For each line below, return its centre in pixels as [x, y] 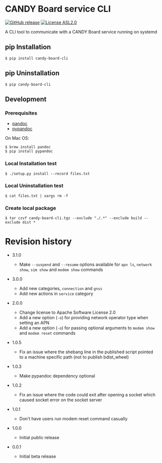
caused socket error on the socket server [61, 400]
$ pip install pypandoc [29, 152]
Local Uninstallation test [34, 186]
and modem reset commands [47, 333]
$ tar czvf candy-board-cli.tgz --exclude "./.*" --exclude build [73, 218]
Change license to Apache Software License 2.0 [67, 312]
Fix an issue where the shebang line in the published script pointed [86, 352]
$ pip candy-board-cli [28, 84]
